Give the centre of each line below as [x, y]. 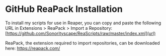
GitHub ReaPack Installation [64, 9]
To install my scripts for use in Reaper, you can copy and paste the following [83, 23]
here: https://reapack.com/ [33, 48]
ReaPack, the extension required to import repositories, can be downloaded [83, 43]
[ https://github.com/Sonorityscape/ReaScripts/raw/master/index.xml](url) [81, 33]
